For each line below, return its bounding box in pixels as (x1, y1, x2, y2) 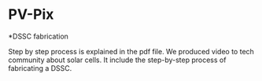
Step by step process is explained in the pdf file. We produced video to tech (8, 46, 254, 56)
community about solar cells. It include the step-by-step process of (8, 55, 227, 64)
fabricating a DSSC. (8, 63, 72, 72)
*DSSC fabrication (8, 31, 69, 41)
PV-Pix (8, 6, 54, 24)
